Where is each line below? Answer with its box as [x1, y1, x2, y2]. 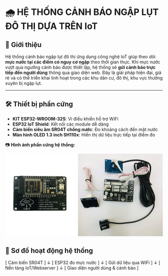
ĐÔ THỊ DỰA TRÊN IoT [5, 20, 98, 32]
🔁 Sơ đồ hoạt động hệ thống [5, 246, 93, 255]
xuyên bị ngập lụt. [5, 80, 42, 86]
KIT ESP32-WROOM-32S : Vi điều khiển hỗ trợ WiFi [12, 115, 118, 121]
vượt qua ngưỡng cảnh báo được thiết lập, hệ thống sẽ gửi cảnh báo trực [5, 64, 156, 70]
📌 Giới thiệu [5, 40, 41, 49]
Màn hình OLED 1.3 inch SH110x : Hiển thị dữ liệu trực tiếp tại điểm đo [12, 131, 155, 137]
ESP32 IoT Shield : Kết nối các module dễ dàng [12, 121, 109, 127]
